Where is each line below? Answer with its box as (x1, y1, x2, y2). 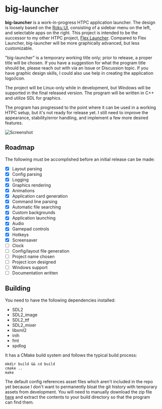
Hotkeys (12, 232, 29, 238)
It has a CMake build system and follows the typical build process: (5, 352, 137, 358)
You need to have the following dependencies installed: (5, 297, 115, 303)
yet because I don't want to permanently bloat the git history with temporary (5, 384, 158, 390)
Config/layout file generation (12, 248, 69, 254)
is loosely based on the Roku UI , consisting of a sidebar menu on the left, (5, 24, 151, 30)
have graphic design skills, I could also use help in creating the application (5, 70, 154, 76)
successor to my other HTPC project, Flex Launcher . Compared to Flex (5, 35, 146, 41)
